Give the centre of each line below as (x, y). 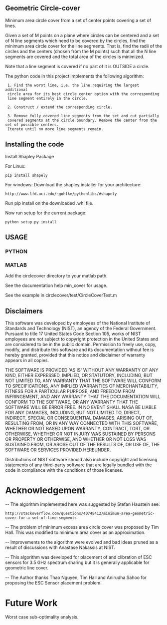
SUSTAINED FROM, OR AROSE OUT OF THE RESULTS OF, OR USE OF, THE (83, 445)
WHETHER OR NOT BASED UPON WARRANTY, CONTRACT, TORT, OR (77, 429)
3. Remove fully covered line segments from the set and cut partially (83, 116)
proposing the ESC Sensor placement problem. (54, 582)
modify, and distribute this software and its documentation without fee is (80, 350)
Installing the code (35, 144)
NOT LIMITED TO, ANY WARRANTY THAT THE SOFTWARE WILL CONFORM (83, 381)
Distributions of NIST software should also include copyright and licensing (81, 460)
